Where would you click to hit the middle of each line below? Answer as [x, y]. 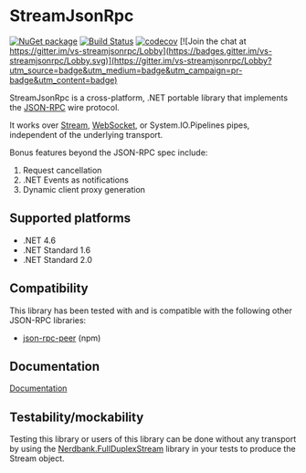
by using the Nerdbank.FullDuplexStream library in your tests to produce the [153, 449]
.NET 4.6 [39, 240]
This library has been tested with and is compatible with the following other [151, 310]
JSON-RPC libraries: [48, 320]
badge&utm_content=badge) [63, 79]
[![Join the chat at [213, 41]
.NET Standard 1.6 [57, 250]
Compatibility [49, 289]
